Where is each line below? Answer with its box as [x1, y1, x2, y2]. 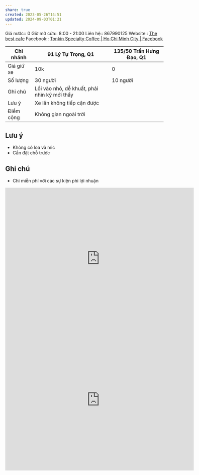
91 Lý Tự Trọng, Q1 [47, 51, 94, 58]
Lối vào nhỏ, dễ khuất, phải [34, 85, 98, 92]
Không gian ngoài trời [34, 111, 85, 118]
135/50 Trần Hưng [114, 48, 159, 55]
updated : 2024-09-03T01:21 [5, 17, 62, 22]
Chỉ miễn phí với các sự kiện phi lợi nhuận [12, 178, 99, 183]
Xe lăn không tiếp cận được [34, 100, 99, 107]
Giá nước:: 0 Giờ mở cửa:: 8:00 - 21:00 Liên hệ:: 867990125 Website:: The [5, 31, 157, 37]
